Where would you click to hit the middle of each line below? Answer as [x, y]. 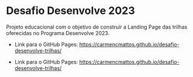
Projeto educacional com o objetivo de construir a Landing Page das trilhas [97, 27]
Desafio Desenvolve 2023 [70, 11]
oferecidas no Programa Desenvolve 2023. [58, 33]
